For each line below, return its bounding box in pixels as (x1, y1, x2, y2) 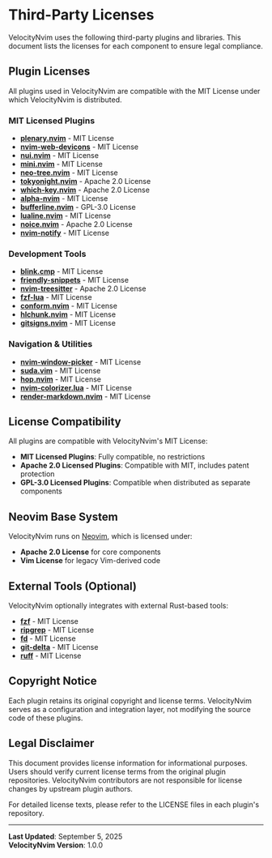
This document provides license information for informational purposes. (8, 758, 249, 767)
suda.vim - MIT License (19, 365, 101, 375)
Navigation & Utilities (8, 339, 93, 350)
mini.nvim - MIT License (19, 160, 103, 169)
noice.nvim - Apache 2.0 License (19, 220, 133, 229)
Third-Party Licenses (8, 6, 155, 24)
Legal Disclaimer (8, 736, 95, 750)
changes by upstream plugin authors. (8, 783, 134, 793)
